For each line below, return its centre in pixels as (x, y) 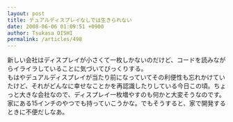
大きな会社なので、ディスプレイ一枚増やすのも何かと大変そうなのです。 (122, 95)
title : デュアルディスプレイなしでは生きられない (70, 20)
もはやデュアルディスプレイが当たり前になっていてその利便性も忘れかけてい (116, 78)
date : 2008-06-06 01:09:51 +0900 (56, 26)
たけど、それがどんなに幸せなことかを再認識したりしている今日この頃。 (111, 86)
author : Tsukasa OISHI (40, 33)
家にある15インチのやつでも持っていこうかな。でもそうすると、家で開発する (116, 103)
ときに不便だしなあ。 (38, 112)
